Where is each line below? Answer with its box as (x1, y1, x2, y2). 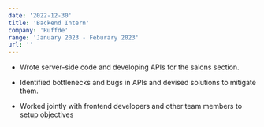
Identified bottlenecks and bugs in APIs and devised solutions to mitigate (19, 78, 256, 88)
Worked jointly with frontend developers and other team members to (19, 102, 243, 111)
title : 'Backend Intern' (8, 19, 90, 27)
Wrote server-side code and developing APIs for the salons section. (19, 62, 240, 72)
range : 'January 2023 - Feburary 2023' (8, 33, 139, 42)
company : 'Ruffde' (8, 26, 69, 34)
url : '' (8, 41, 34, 49)
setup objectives (19, 110, 74, 119)
